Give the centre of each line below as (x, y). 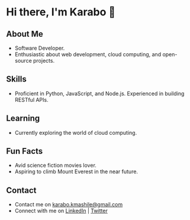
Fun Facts (25, 151)
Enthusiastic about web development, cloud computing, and (88, 54)
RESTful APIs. (31, 99)
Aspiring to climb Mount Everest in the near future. (76, 172)
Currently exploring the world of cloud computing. (76, 132)
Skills (16, 79)
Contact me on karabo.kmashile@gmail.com (69, 205)
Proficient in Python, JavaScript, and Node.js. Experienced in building (99, 93)
